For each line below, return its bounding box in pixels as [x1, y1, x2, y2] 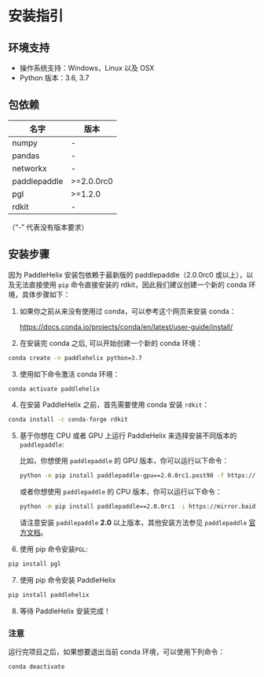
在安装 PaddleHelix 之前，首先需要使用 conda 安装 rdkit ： [19, 400, 210, 410]
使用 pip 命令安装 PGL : [19, 544, 88, 554]
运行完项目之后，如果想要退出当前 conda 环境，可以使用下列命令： [8, 647, 225, 657]
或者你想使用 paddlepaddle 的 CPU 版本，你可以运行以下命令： [19, 487, 222, 496]
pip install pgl [8, 560, 61, 568]
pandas [12, 150, 40, 161]
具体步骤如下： [21, 289, 71, 299]
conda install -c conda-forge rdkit [8, 416, 128, 424]
